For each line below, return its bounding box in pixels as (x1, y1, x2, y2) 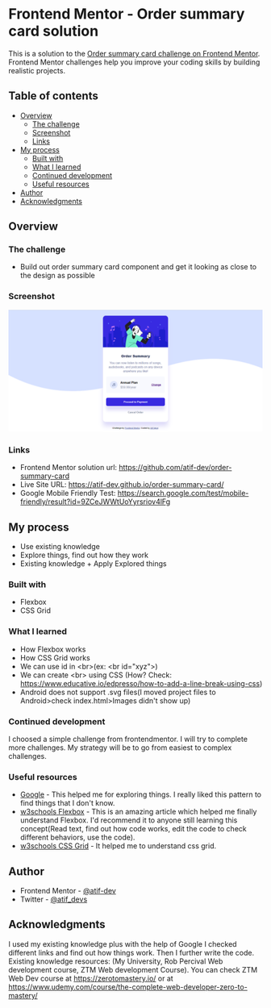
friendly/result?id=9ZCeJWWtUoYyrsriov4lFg (19, 497, 171, 506)
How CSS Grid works (19, 652, 90, 662)
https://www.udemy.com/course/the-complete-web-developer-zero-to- (8, 981, 248, 992)
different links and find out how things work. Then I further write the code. (8, 948, 255, 957)
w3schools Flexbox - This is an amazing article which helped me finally (19, 807, 257, 817)
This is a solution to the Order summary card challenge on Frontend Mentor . (8, 48, 261, 58)
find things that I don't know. (19, 798, 115, 808)
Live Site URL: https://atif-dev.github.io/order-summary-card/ (19, 480, 224, 489)
